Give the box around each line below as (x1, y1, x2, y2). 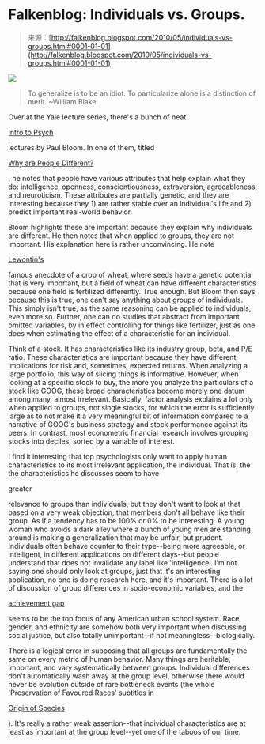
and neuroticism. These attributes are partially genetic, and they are (8, 190, 229, 199)
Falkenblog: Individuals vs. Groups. (8, 6, 245, 24)
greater (8, 484, 32, 493)
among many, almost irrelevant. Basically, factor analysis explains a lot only (8, 394, 253, 404)
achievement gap (8, 599, 65, 608)
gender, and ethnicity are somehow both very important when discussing (8, 622, 247, 632)
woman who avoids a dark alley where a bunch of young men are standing (8, 524, 251, 534)
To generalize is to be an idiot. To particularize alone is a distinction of (27, 89, 256, 98)
